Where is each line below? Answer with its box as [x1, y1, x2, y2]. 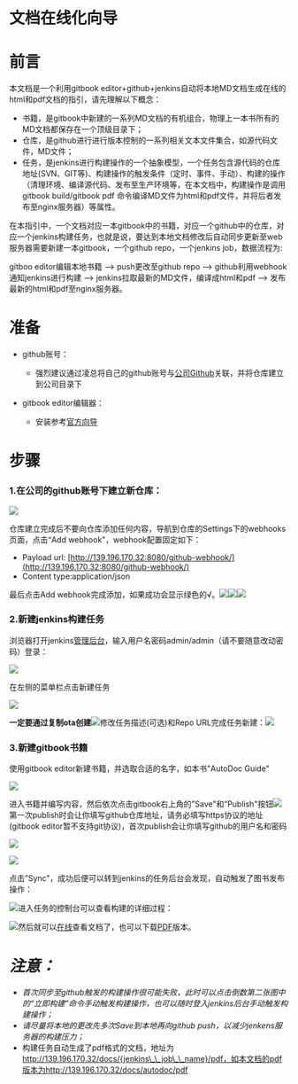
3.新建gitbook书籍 [9, 741, 88, 753]
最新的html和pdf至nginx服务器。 [9, 284, 128, 294]
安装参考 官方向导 [34, 417, 98, 427]
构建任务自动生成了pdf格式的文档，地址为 [21, 1042, 175, 1053]
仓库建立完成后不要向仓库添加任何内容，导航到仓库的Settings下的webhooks [9, 523, 287, 534]
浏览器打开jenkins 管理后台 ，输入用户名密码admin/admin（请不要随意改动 [9, 635, 277, 645]
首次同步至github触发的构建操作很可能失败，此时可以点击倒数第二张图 [21, 987, 279, 998]
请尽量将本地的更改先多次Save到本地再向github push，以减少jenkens [21, 1020, 275, 1031]
